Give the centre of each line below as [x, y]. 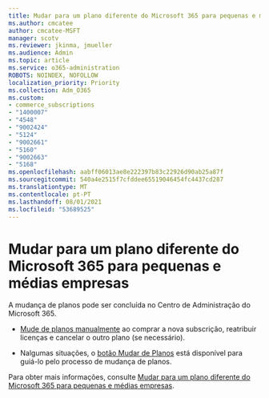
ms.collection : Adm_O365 [50, 90]
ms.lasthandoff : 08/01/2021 [55, 202]
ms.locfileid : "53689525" [51, 209]
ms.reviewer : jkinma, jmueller [60, 46]
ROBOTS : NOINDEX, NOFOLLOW [53, 75]
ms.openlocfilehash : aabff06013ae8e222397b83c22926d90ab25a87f [116, 172]
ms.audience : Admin [41, 53]
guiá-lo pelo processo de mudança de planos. [96, 362]
